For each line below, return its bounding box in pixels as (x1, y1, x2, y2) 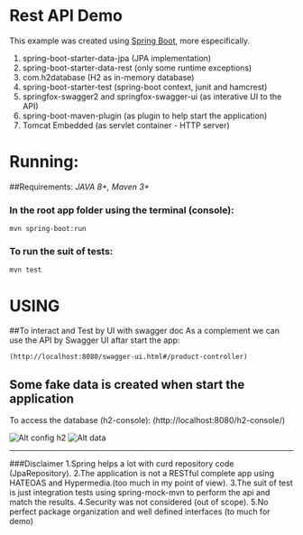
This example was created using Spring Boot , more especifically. (9, 35, 251, 46)
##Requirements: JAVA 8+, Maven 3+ (9, 181, 151, 192)
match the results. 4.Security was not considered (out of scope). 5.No (9, 497, 269, 508)
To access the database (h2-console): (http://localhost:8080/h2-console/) (9, 415, 286, 426)
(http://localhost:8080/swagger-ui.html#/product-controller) (9, 353, 248, 362)
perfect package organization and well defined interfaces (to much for (9, 506, 271, 517)
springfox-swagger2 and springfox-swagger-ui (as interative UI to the (22, 91, 282, 102)
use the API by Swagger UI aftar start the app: (9, 335, 180, 346)
